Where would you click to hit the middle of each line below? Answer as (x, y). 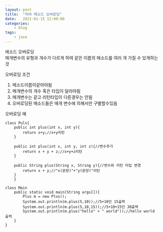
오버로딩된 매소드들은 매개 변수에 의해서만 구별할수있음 (65, 103)
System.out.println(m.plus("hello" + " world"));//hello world (89, 211)
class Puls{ (17, 123)
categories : (17, 23)
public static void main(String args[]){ (57, 192)
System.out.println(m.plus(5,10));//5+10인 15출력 (74, 202)
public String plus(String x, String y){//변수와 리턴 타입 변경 (78, 165)
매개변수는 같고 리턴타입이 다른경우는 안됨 (52, 97)
